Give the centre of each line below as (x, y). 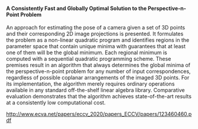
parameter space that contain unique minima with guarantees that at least (96, 47)
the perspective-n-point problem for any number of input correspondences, (98, 71)
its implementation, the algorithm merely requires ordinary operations (90, 84)
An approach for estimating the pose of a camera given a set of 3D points (95, 28)
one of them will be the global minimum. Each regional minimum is (87, 52)
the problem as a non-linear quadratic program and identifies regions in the (98, 40)
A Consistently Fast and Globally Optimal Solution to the (77, 8)
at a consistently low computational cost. (56, 102)
